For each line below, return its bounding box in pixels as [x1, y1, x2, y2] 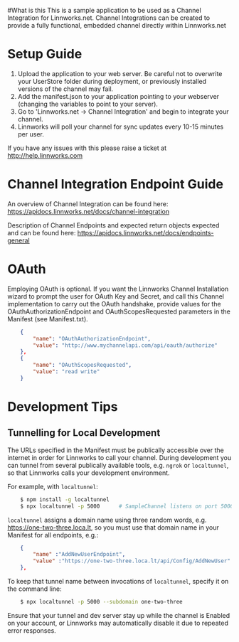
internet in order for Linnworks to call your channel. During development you [7, 453, 232, 461]
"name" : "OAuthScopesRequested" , [33, 362, 132, 369]
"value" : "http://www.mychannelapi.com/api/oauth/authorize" [33, 341, 218, 349]
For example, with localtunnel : [7, 482, 98, 491]
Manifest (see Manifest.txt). [7, 314, 89, 323]
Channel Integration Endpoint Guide [7, 176, 224, 193]
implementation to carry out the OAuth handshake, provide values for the [7, 299, 222, 308]
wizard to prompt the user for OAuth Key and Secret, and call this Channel [7, 291, 224, 301]
